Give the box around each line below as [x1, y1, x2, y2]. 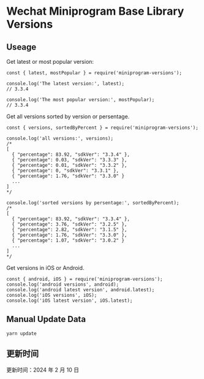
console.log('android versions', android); [6, 281, 119, 288]
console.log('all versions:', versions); [6, 136, 114, 142]
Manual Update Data [6, 314, 86, 324]
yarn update [6, 330, 37, 337]
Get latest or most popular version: [6, 58, 94, 65]
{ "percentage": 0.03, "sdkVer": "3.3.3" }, [12, 157, 127, 163]
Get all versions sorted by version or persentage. [6, 113, 130, 120]
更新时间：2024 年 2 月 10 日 [6, 366, 80, 373]
